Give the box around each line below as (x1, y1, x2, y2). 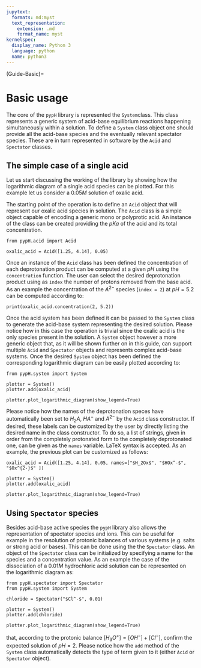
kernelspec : (6, 37, 36, 43)
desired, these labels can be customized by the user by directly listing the (6, 422, 188, 430)
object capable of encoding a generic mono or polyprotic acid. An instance (6, 214, 192, 221)
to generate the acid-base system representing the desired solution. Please (6, 321, 193, 328)
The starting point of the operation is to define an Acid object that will (6, 201, 178, 208)
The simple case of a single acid (6, 160, 129, 170)
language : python (11, 48, 55, 54)
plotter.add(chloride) (6, 612, 63, 618)
